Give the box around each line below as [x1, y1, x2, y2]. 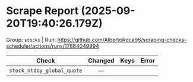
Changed [88, 56, 115, 64]
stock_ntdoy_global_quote [9, 67, 83, 74]
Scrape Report [6, 4, 79, 18]
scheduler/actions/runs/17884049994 [6, 42, 100, 50]
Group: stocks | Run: [6, 36, 56, 43]
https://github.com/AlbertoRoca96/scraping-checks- [57, 36, 187, 43]
